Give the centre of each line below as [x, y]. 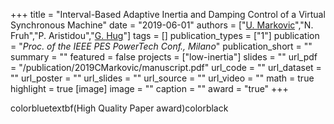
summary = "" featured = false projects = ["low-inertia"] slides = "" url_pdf [164, 57]
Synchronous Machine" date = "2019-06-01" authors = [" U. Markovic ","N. [162, 25]
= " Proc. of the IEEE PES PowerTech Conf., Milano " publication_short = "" [161, 46]
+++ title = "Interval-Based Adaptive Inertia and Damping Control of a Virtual [168, 14]
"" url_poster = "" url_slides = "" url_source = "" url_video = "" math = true [162, 78]
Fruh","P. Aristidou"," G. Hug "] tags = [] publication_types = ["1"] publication [165, 35]
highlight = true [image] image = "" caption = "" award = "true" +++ [149, 88]
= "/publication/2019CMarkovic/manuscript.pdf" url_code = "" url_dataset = [166, 67]
